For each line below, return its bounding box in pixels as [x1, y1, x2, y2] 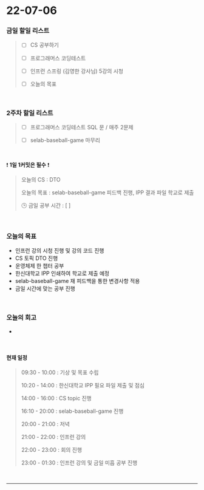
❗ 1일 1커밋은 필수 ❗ [6, 162, 50, 169]
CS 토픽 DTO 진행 [15, 254, 58, 262]
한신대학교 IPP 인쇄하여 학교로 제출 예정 [15, 270, 110, 277]
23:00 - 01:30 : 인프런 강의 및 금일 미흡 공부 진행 [21, 459, 138, 466]
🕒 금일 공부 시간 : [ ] [21, 202, 71, 209]
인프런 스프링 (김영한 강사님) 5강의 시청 [30, 67, 123, 75]
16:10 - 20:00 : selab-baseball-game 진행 [21, 407, 124, 415]
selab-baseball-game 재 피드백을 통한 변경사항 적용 [15, 277, 140, 285]
